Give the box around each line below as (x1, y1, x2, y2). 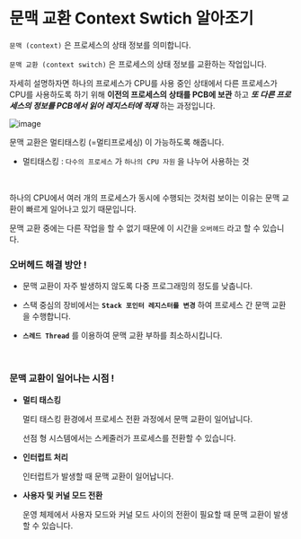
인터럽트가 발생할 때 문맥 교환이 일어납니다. (22, 471, 174, 482)
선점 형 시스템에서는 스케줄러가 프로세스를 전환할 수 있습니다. (22, 432, 236, 443)
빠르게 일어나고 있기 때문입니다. (25, 203, 137, 214)
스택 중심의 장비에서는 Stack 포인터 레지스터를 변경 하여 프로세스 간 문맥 (22, 300, 270, 311)
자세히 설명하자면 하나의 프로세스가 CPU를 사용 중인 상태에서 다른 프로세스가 (9, 77, 279, 88)
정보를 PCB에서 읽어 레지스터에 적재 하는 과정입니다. (32, 100, 216, 110)
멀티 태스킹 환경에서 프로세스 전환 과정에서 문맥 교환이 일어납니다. (22, 413, 253, 424)
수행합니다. (31, 311, 72, 322)
